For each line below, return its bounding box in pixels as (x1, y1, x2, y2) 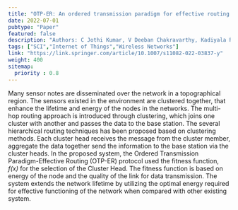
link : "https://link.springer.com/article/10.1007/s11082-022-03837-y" (8, 50, 223, 57)
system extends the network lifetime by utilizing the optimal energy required (8, 179, 230, 187)
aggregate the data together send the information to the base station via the (8, 141, 229, 150)
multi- (203, 104, 221, 112)
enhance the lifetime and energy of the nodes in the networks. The (8, 104, 203, 112)
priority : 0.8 (14, 69, 59, 76)
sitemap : (8, 63, 34, 70)
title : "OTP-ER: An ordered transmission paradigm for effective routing (8, 10, 230, 18)
